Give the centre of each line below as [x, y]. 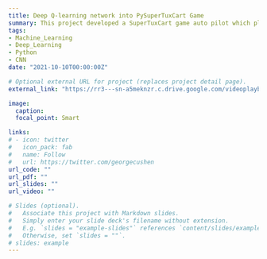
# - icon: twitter [39, 140]
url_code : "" [30, 169]
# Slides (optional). [44, 206]
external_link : [33, 89]
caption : [30, 111]
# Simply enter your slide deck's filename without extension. [118, 220]
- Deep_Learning [35, 45]
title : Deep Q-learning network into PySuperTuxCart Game [106, 15]
